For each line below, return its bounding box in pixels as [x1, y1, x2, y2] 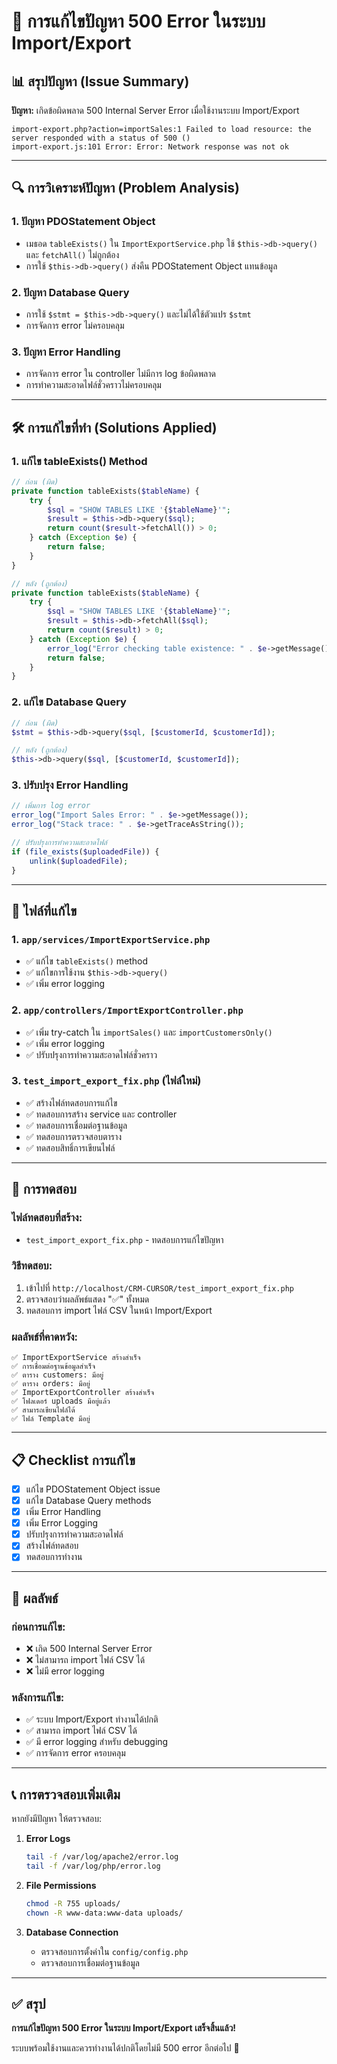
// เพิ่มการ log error [11, 801, 91, 811]
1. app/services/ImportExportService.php [11, 932, 211, 946]
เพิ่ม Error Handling [25, 1506, 102, 1518]
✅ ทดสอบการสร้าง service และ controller [25, 1108, 178, 1120]
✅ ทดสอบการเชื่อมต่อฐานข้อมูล [25, 1119, 128, 1131]
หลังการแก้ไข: [11, 1690, 65, 1704]
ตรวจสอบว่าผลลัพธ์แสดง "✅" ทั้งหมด [25, 1293, 150, 1305]
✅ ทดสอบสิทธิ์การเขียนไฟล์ [25, 1141, 116, 1154]
